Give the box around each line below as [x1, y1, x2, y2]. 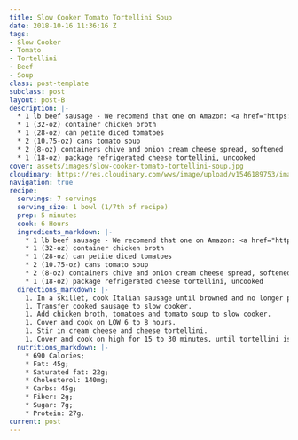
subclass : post [9, 87, 66, 96]
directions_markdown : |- [17, 285, 109, 294]
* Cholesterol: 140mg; [25, 376, 109, 385]
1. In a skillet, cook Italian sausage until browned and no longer [25, 294, 284, 302]
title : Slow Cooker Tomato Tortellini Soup [9, 12, 173, 22]
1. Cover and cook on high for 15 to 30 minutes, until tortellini [25, 334, 279, 343]
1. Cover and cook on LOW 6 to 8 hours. [25, 318, 176, 327]
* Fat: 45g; [25, 359, 69, 368]
